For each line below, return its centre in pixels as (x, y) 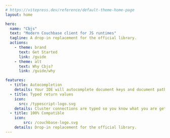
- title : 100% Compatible (37, 113)
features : (16, 80)
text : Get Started (38, 52)
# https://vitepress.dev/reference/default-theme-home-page (70, 10)
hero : (11, 24)
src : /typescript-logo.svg (47, 104)
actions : (19, 43)
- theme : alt (28, 61)
